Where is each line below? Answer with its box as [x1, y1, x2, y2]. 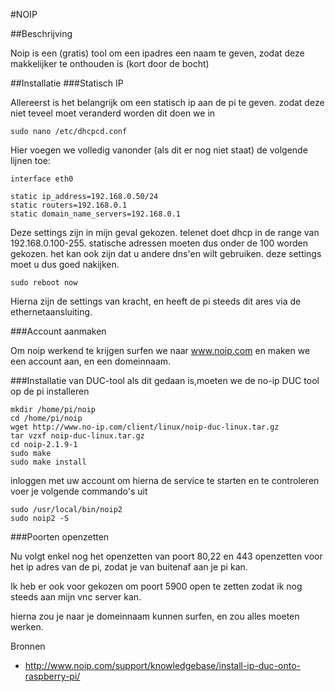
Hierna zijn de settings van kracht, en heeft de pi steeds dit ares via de [10, 295, 302, 307]
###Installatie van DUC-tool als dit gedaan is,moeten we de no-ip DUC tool [10, 375, 320, 386]
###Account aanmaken [10, 325, 107, 337]
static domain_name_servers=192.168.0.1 [10, 209, 182, 219]
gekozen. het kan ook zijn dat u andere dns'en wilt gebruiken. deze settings [10, 248, 322, 259]
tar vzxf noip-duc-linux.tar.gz [10, 431, 145, 441]
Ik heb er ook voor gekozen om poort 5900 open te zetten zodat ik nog [10, 580, 303, 592]
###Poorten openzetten [10, 531, 110, 543]
